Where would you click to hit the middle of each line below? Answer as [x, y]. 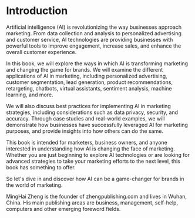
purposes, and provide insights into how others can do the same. [85, 131]
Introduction [37, 11]
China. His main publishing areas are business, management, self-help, [92, 202]
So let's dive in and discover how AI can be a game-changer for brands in [95, 179]
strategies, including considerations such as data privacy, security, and [92, 112]
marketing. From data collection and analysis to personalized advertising [94, 33]
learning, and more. [30, 95]
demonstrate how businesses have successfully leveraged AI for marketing [97, 125]
